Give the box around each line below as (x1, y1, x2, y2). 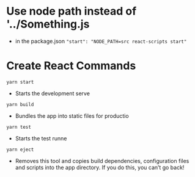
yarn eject (6, 146, 34, 153)
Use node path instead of (6, 4, 137, 18)
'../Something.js (6, 17, 90, 31)
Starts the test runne (15, 134, 67, 142)
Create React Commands (6, 59, 136, 73)
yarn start (6, 79, 34, 85)
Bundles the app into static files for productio (15, 112, 130, 120)
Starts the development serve (15, 90, 90, 97)
